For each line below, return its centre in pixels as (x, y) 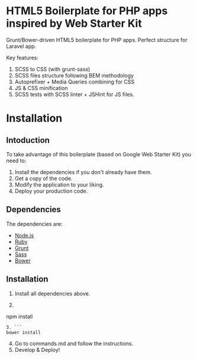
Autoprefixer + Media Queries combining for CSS (75, 82)
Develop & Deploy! (37, 350)
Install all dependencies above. (52, 293)
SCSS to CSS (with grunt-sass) (52, 69)
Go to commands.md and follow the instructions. (74, 343)
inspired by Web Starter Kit (74, 23)
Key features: (22, 57)
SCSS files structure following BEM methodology (74, 75)
